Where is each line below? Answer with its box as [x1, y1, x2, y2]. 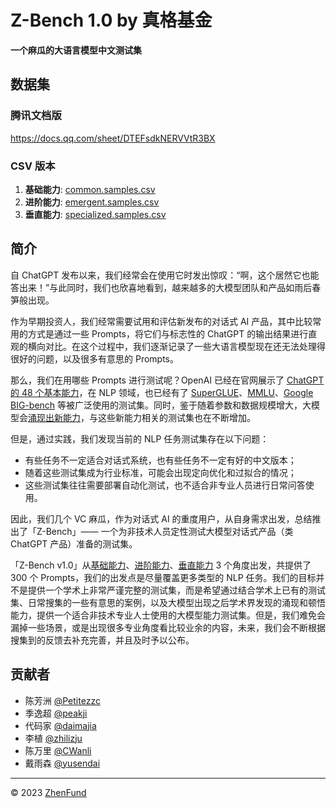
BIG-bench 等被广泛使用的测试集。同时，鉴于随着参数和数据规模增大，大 [10, 399, 312, 411]
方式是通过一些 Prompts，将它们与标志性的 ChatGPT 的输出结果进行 [27, 327, 309, 340]
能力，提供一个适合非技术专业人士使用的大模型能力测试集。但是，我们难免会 [10, 609, 326, 621]
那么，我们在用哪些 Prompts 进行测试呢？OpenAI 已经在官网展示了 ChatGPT [10, 374, 325, 386]
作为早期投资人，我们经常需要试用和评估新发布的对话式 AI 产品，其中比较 [10, 315, 313, 327]
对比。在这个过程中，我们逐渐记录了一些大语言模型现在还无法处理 [44, 340, 317, 352]
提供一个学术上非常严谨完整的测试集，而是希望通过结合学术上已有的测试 [27, 584, 326, 596]
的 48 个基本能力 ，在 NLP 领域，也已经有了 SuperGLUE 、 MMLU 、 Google [10, 386, 314, 398]
